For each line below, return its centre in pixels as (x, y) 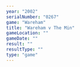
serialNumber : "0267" (33, 17)
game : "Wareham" (26, 22)
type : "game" (22, 55)
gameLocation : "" (27, 33)
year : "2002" (22, 11)
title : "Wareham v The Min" (41, 28)
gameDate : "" (22, 38)
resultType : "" (25, 50)
